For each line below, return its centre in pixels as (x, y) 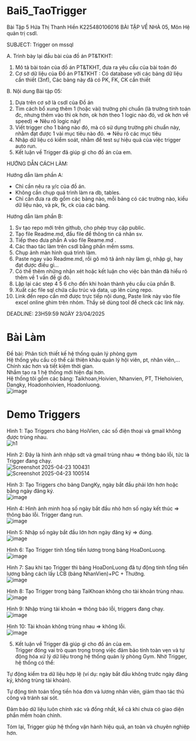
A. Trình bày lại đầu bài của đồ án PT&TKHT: (60, 56)
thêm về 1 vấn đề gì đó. (43, 277)
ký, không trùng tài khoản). (39, 680)
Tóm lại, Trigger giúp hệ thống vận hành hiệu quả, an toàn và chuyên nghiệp (98, 726)
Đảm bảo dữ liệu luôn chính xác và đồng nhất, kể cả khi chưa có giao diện (95, 709)
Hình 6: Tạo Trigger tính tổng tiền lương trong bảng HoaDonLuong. (87, 549)
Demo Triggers (43, 415)
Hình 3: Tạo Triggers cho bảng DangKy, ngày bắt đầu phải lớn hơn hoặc (92, 484)
